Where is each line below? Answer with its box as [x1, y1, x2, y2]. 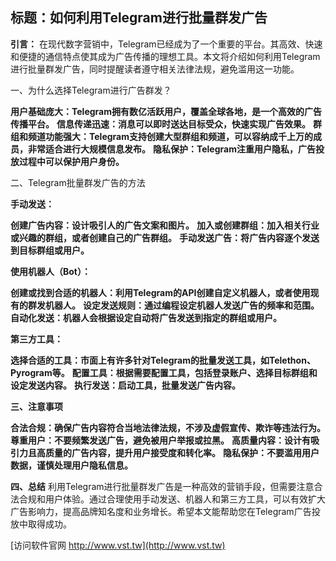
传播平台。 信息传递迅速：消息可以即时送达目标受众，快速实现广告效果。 [10, 118, 311, 130]
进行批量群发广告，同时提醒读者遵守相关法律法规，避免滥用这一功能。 [10, 63, 300, 75]
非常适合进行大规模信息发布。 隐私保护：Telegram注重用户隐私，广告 [27, 143, 316, 155]
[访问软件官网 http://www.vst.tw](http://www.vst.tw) [10, 539, 226, 551]
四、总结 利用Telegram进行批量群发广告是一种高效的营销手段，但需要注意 [10, 480, 315, 492]
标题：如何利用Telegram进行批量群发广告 [10, 9, 268, 27]
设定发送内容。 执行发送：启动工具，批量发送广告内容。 [10, 379, 241, 391]
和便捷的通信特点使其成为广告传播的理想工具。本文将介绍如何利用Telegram [10, 50, 321, 62]
